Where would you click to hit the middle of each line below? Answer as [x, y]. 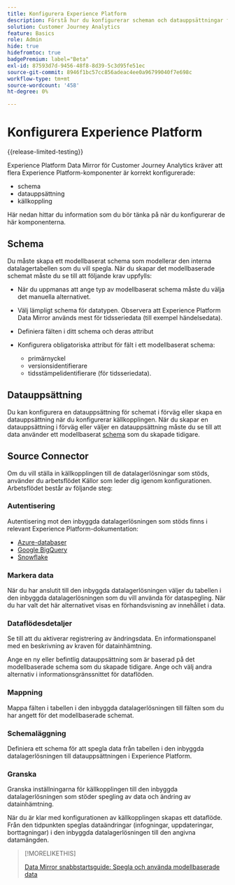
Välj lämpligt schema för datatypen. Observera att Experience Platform [119, 310]
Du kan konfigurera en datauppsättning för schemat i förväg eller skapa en [115, 412]
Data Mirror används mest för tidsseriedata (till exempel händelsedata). [120, 317]
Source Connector [48, 456]
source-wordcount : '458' [43, 85]
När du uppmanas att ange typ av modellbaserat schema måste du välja [121, 289]
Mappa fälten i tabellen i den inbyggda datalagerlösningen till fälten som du [116, 707]
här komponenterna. [37, 222]
